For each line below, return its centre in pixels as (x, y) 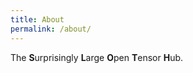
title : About (37, 19)
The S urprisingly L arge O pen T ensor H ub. (97, 57)
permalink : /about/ (51, 29)
